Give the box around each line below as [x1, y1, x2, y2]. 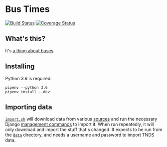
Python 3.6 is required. [5, 75, 52, 81]
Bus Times [5, 3, 50, 15]
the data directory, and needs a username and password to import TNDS [5, 132, 155, 138]
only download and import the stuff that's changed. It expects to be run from [5, 127, 163, 133]
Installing [5, 62, 35, 71]
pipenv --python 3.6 [5, 85, 48, 90]
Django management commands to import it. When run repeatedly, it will [5, 121, 154, 128]
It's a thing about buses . [5, 47, 55, 53]
